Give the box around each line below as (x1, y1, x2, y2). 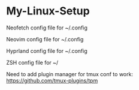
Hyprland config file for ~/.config (6, 47, 88, 55)
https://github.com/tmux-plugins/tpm (6, 77, 98, 84)
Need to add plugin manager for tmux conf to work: (6, 70, 134, 77)
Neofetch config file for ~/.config (6, 24, 88, 31)
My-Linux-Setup (6, 4, 90, 18)
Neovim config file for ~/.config (6, 35, 84, 43)
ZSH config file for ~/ (6, 59, 59, 66)
